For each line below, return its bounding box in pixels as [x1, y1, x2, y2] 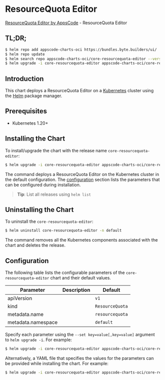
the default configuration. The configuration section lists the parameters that [5, 176, 160, 182]
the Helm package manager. [5, 93, 62, 99]
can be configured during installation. [5, 181, 81, 188]
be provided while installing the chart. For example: [5, 360, 109, 366]
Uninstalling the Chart [5, 206, 74, 214]
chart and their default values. [50, 275, 111, 281]
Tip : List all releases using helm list [17, 191, 91, 197]
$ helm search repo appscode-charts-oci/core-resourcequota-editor [5, 56, 146, 61]
